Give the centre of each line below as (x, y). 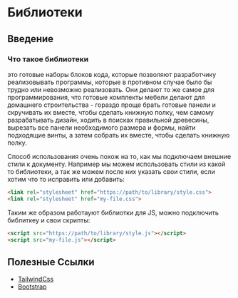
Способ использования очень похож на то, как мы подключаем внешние (119, 156)
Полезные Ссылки (51, 262)
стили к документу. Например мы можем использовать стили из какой (117, 164)
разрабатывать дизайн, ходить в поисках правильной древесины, (108, 120)
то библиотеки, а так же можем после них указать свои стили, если (111, 171)
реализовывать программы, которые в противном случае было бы (110, 82)
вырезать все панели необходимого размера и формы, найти (102, 127)
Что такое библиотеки (48, 59)
